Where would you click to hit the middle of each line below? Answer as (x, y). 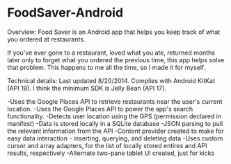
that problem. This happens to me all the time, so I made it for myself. (106, 67)
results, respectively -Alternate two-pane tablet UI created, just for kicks (111, 153)
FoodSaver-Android (65, 13)
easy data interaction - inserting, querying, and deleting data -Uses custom (115, 138)
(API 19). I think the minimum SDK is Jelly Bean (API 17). (87, 88)
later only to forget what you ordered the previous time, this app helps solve (116, 60)
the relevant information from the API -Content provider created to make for (115, 131)
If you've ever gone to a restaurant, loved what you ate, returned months (111, 53)
